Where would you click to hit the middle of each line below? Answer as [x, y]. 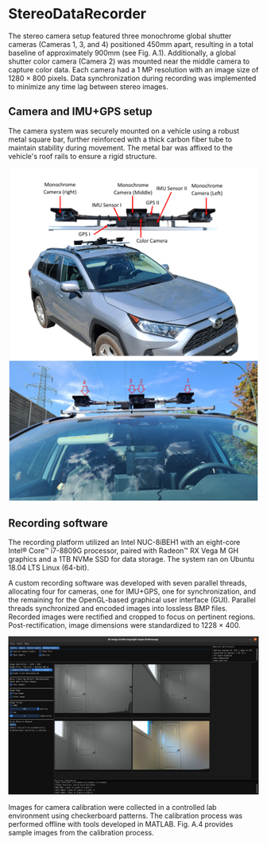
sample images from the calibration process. [81, 833]
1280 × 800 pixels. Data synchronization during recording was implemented [132, 78]
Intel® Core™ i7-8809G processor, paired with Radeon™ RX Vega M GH [124, 551]
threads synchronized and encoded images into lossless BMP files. [118, 609]
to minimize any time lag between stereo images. [88, 86]
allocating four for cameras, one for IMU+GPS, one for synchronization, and [132, 592]
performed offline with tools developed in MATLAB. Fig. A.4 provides [121, 824]
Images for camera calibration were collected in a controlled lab [112, 808]
